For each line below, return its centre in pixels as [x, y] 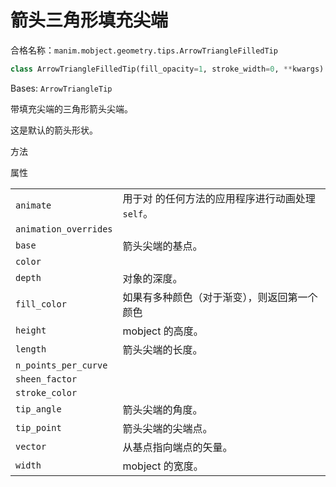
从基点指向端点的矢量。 [177, 447]
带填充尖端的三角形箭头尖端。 [71, 108]
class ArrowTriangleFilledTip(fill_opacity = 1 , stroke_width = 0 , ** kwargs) [167, 69]
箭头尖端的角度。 [162, 409]
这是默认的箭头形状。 [54, 130]
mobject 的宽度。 [163, 466]
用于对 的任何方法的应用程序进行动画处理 [219, 198]
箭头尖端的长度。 [162, 349]
